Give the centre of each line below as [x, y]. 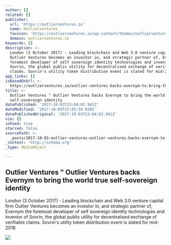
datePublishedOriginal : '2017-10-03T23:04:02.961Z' [61, 114]
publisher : [17, 19]
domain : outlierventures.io [40, 39]
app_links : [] [20, 76]
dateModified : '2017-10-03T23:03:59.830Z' [51, 110]
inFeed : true [19, 124]
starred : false [21, 128]
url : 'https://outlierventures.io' [48, 24]
